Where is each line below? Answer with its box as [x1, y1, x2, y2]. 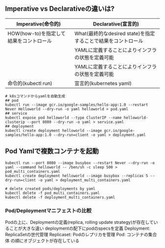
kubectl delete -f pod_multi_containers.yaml [5, 190, 100, 195]
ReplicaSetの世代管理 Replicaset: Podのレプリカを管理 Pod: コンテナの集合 [5, 231, 157, 237]
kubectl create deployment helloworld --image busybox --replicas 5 [5, 173, 148, 178]
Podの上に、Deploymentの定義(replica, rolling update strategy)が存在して [5, 219, 154, 225]
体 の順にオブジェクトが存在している [5, 238, 80, 244]
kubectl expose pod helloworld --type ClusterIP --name [5, 115, 122, 120]
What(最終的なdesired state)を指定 [74, 30, 155, 37]
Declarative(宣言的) [93, 20, 139, 27]
